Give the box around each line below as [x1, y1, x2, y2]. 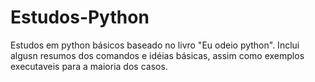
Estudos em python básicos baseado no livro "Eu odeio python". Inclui [10, 39, 300, 51]
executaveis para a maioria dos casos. [10, 60, 168, 72]
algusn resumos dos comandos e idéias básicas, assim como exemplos [10, 49, 305, 61]
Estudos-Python [10, 6, 150, 29]
